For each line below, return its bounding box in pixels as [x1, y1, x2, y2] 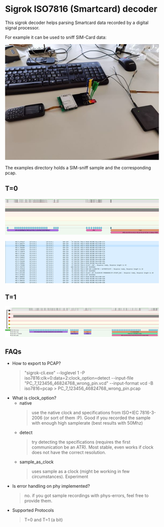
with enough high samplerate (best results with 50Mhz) [31, 420, 143, 426]
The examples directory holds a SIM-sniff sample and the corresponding [5, 165, 151, 171]
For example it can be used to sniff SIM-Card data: [5, 34, 107, 40]
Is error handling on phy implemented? [12, 483, 90, 489]
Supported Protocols [12, 507, 54, 513]
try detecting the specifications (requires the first [31, 439, 131, 445]
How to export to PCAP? [12, 360, 61, 366]
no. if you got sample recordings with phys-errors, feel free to [24, 493, 149, 499]
